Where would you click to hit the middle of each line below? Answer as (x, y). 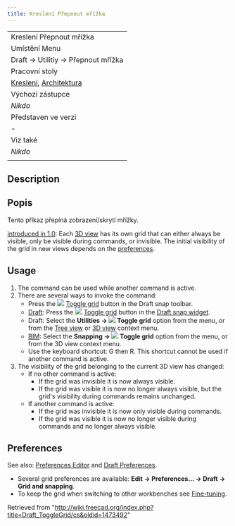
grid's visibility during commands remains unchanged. (117, 396)
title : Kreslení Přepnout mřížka (56, 14)
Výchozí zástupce (40, 94)
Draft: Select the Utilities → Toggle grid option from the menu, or (126, 320)
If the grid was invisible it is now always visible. (107, 381)
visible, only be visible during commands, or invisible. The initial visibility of (116, 241)
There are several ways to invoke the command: (87, 295)
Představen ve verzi (44, 117)
